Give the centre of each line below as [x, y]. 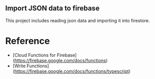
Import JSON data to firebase [53, 8]
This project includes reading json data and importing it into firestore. [77, 20]
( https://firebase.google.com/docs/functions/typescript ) [71, 71]
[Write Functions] [31, 66]
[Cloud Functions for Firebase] [45, 55]
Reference [27, 41]
